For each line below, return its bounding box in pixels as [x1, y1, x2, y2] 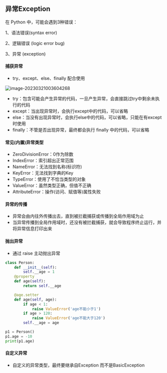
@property [14, 274, 35, 279]
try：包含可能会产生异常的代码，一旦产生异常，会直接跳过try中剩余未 [12, 95, 155, 101]
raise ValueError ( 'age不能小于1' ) [31, 306, 101, 311]
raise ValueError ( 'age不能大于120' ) [31, 315, 105, 321]
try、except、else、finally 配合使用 [12, 75, 85, 81]
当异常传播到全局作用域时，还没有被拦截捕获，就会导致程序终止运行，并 [12, 219, 161, 225]
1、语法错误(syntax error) [5, 29, 57, 35]
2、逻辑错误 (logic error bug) [5, 40, 65, 46]
